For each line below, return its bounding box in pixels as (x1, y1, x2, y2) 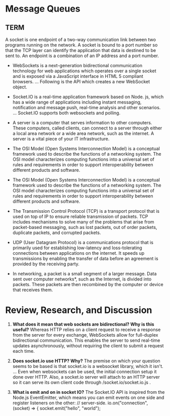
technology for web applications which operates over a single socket (12, 68, 156, 74)
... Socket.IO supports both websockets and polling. (12, 110, 120, 116)
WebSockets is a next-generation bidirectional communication (12, 63, 143, 68)
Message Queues (5, 3, 81, 15)
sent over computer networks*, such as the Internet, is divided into (12, 276, 152, 282)
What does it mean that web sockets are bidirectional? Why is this (12, 321, 154, 327)
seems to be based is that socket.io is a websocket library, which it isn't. (12, 363, 163, 369)
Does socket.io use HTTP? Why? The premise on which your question (12, 357, 160, 364)
